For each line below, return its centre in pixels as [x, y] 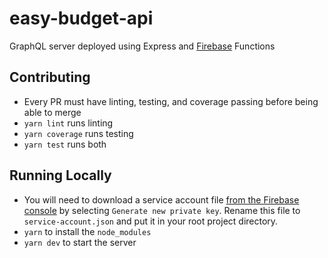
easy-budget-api [81, 18]
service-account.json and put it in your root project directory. [151, 221]
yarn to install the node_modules [87, 231]
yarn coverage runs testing [78, 133]
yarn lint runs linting [68, 123]
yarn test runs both [65, 144]
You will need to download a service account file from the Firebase [161, 199]
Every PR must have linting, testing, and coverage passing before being [171, 101]
